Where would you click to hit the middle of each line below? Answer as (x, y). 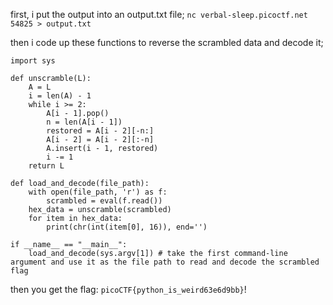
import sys (33, 61)
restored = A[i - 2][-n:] (100, 131)
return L (46, 166)
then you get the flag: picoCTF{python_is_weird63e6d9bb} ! (128, 289)
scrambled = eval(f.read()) (104, 201)
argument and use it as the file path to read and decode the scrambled (165, 262)
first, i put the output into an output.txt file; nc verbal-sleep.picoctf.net (159, 14)
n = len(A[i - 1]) (84, 122)
